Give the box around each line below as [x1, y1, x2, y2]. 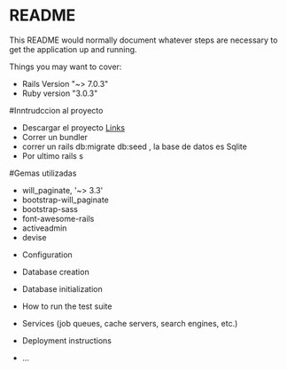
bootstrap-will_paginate [21, 194, 109, 205]
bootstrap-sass [21, 203, 78, 214]
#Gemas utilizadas [9, 168, 77, 178]
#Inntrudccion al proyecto [9, 105, 104, 115]
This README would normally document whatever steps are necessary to [9, 35, 278, 45]
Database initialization [21, 283, 104, 294]
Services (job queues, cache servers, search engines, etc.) [21, 318, 238, 328]
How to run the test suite [21, 301, 112, 311]
